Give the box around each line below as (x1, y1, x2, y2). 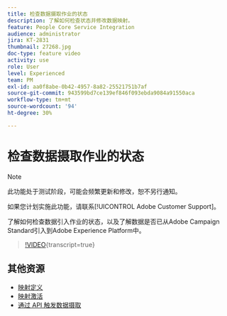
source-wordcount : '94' (7, 103, 78, 110)
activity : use (7, 57, 50, 64)
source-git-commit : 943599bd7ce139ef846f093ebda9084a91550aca (7, 89, 195, 97)
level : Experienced (7, 70, 65, 77)
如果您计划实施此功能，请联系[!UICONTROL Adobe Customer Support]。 (7, 202, 221, 210)
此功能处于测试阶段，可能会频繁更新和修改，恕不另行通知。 (7, 187, 182, 195)
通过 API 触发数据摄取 (17, 300, 82, 309)
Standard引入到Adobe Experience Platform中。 (7, 226, 145, 234)
